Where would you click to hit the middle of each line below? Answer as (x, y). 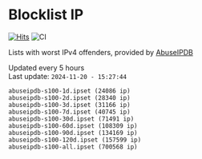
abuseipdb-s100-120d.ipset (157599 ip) (75, 140)
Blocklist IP (46, 15)
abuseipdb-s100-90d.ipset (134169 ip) (73, 133)
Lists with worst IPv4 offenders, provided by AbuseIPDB (101, 52)
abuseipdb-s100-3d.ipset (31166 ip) (69, 105)
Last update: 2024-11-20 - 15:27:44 (67, 76)
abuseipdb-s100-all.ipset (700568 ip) (73, 147)
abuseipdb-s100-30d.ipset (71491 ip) (71, 119)
